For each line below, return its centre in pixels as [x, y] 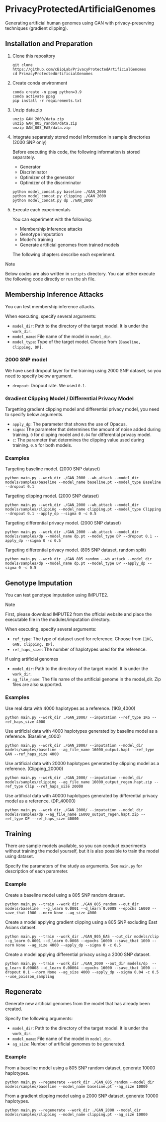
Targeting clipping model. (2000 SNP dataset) [52, 496]
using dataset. [20, 857]
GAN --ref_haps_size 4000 [32, 754]
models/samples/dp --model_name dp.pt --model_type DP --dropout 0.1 [79, 536]
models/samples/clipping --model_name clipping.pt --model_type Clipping [83, 510]
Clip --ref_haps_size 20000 [54, 786]
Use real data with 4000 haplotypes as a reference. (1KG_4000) [70, 708]
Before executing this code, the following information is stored [76, 152]
